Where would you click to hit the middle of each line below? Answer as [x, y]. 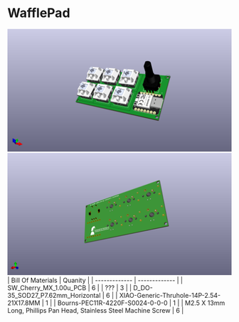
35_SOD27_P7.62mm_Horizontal [54, 296]
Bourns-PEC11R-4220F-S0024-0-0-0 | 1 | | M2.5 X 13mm [141, 303]
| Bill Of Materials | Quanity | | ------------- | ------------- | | [95, 280]
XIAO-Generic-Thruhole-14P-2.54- [170, 296]
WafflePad [39, 13]
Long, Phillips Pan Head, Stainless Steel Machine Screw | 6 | [96, 311]
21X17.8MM [24, 303]
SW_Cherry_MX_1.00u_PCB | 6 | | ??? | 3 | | [70, 288]
